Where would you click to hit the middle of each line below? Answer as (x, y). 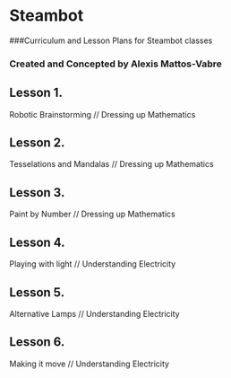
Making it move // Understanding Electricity (90, 364)
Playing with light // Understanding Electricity (93, 264)
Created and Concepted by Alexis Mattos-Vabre (115, 64)
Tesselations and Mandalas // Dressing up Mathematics (111, 164)
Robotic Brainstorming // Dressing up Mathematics (103, 114)
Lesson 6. (37, 342)
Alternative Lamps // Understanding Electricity (95, 313)
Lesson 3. (37, 193)
